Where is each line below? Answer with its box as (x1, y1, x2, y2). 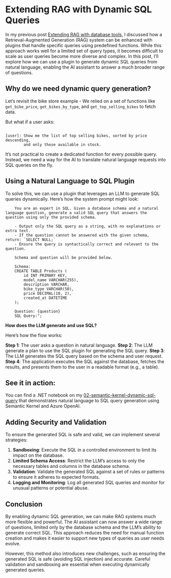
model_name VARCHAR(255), (23, 277, 79, 283)
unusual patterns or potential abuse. (12, 485, 89, 491)
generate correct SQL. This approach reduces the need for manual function (5, 530, 164, 536)
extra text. (5, 228, 31, 233)
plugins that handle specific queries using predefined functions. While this (5, 42, 162, 48)
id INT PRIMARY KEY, (23, 273, 67, 278)
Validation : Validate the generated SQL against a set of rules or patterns (12, 468, 165, 475)
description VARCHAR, (23, 282, 70, 287)
